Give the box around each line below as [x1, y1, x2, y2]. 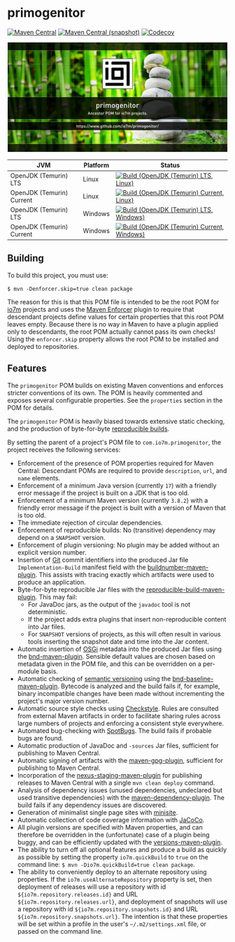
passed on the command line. [17, 927, 104, 935]
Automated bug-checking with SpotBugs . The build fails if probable [17, 726, 212, 735]
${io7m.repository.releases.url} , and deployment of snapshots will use [17, 897, 228, 906]
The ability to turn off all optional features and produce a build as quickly [17, 845, 227, 854]
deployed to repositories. [7, 342, 80, 350]
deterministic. [27, 607, 68, 616]
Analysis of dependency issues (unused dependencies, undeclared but [17, 785, 223, 794]
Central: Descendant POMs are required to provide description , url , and [17, 466, 227, 475]
